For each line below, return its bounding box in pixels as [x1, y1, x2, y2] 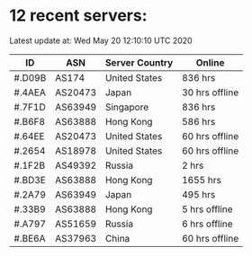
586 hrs [181, 115, 216, 128]
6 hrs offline [181, 217, 233, 230]
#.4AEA [13, 86, 47, 99]
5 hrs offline [181, 203, 233, 216]
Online [195, 56, 225, 68]
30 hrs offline [181, 86, 239, 99]
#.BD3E [13, 173, 47, 186]
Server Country [104, 56, 174, 68]
